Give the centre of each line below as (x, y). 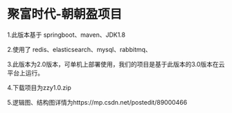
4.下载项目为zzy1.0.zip (39, 87)
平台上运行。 (25, 73)
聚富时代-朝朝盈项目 (65, 14)
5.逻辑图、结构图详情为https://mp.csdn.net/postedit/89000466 (97, 102)
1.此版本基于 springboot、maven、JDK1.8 (66, 35)
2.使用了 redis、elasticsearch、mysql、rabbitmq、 (80, 49)
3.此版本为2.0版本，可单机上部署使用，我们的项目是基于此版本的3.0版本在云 (116, 64)
